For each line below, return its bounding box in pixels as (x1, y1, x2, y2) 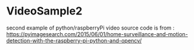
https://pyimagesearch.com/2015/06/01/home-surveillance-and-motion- (6, 30, 189, 37)
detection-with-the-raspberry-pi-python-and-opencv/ (6, 37, 142, 44)
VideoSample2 (6, 4, 83, 18)
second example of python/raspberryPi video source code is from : (6, 24, 175, 31)
